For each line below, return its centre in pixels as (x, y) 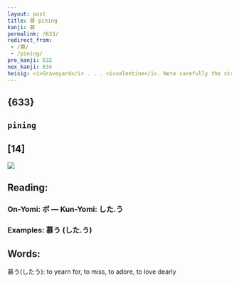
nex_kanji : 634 (30, 67)
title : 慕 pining (33, 21)
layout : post (27, 14)
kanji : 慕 (21, 27)
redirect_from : (30, 41)
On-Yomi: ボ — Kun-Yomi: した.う (65, 209)
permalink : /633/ (33, 34)
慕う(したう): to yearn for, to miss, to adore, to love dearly (92, 272)
